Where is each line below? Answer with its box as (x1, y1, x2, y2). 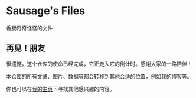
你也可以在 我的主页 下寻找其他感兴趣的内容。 (6, 85, 115, 92)
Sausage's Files (6, 4, 86, 18)
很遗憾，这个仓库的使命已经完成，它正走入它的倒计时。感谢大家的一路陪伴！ (6, 60, 192, 67)
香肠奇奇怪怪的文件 (6, 24, 53, 31)
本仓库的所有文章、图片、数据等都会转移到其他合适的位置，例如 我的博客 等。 (6, 73, 192, 80)
